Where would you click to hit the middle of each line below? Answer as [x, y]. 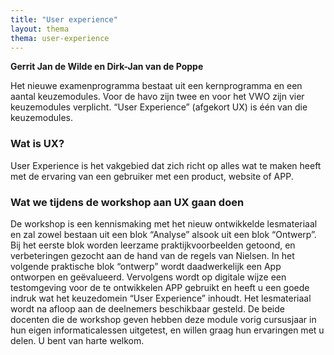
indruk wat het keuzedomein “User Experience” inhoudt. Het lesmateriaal [161, 298]
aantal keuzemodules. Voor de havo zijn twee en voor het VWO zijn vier [157, 97]
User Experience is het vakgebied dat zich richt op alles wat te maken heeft [166, 165]
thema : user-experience [60, 38]
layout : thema [40, 29]
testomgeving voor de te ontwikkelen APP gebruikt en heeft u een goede [160, 287]
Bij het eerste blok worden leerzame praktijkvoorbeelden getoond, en [153, 245]
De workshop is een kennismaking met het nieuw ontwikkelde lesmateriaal [164, 223]
